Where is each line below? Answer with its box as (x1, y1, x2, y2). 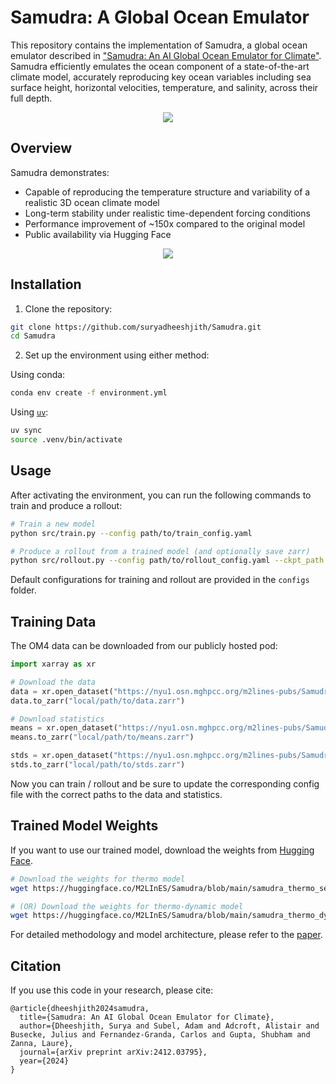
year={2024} (19, 1056, 70, 1066)
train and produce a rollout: (10, 499, 123, 511)
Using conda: (10, 369, 66, 381)
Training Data (10, 613, 97, 630)
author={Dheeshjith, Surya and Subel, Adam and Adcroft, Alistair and (19, 1021, 320, 1031)
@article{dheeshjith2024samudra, (10, 1004, 150, 1014)
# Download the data (10, 677, 97, 687)
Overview (10, 140, 73, 157)
